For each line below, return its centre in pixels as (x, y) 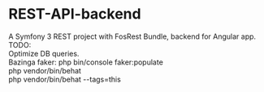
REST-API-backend (75, 14)
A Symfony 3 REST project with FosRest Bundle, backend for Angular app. (132, 36)
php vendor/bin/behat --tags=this (65, 79)
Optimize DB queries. (44, 53)
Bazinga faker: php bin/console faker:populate (86, 62)
